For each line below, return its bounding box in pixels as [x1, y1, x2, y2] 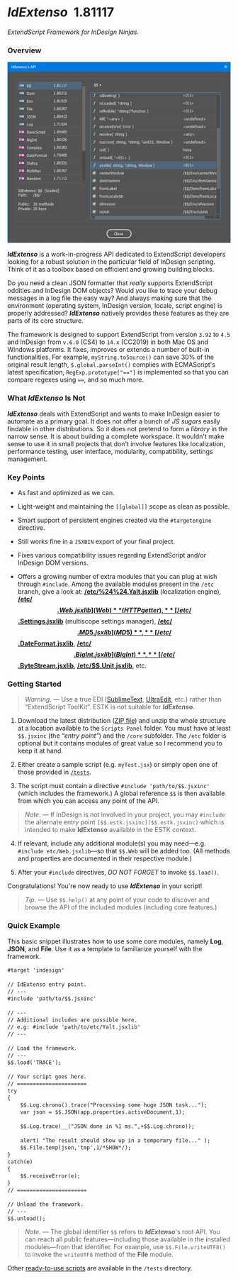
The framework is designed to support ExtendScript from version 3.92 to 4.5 [7, 331, 231, 339]
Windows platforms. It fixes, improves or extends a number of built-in [7, 345, 210, 354]
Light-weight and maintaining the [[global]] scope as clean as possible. [17, 502, 230, 511]
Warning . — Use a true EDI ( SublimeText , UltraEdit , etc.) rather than [24, 695, 222, 704]
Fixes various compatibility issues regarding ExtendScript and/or [17, 551, 207, 560]
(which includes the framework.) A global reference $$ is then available [17, 789, 225, 798]
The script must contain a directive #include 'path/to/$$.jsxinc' [17, 782, 210, 790]
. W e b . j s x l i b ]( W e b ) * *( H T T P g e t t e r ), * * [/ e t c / [57, 606, 192, 614]
